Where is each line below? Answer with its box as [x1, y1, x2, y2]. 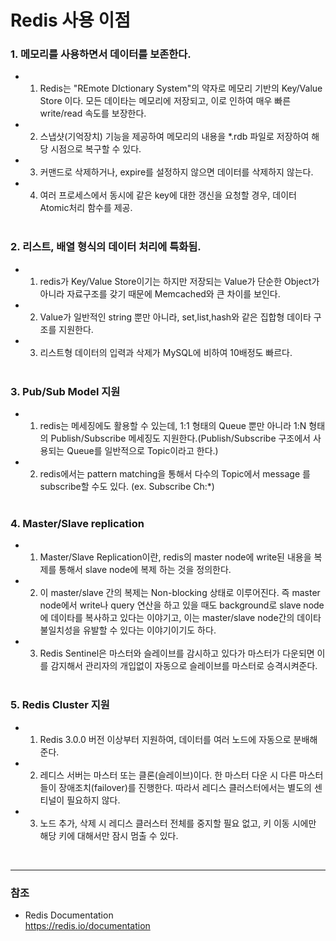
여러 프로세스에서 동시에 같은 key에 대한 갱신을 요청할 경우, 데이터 [39, 189, 297, 201]
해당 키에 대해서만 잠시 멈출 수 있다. [39, 829, 179, 841]
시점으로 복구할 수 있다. [50, 143, 142, 155]
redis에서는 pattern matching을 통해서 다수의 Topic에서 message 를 [39, 468, 311, 480]
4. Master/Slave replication [10, 517, 145, 530]
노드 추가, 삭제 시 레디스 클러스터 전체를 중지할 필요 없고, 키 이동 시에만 [39, 817, 317, 829]
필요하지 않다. [66, 794, 121, 806]
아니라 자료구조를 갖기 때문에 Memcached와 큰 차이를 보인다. [39, 287, 281, 300]
